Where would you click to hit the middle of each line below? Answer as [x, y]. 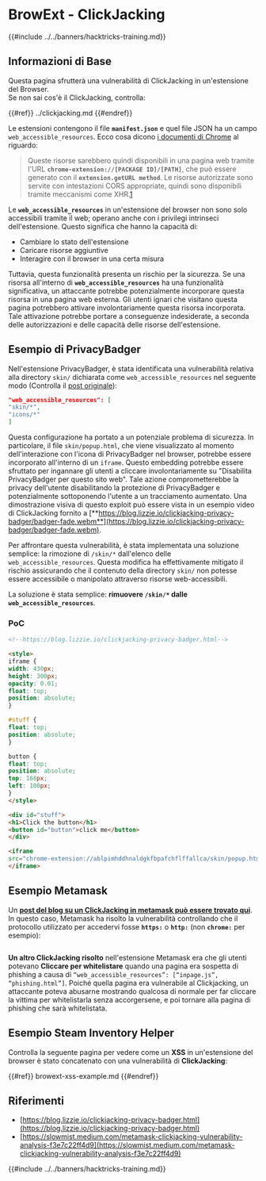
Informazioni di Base [60, 61]
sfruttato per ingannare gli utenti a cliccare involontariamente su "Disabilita [130, 471]
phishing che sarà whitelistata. [58, 1008]
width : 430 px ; [32, 669]
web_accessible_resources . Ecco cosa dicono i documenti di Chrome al [123, 136]
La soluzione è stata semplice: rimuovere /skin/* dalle [98, 594]
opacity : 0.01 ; [33, 684]
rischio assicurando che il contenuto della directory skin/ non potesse [123, 571]
